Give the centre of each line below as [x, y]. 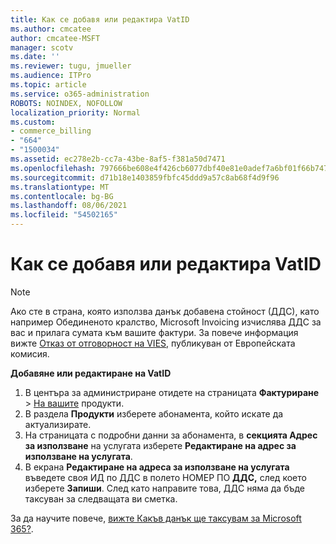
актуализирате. [58, 424]
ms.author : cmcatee [51, 29]
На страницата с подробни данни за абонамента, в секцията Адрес [171, 435]
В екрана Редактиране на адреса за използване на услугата [157, 467]
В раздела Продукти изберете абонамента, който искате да [154, 413]
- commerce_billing [51, 131]
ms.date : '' [35, 57]
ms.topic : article [48, 85]
